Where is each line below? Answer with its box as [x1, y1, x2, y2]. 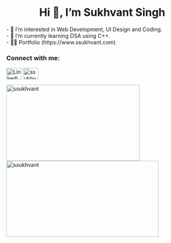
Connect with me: [6, 54, 60, 62]
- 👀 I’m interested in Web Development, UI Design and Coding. [6, 26, 162, 33]
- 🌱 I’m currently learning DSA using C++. [6, 32, 111, 39]
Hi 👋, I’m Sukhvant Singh [39, 5, 166, 19]
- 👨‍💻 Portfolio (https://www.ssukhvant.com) [6, 38, 116, 46]
